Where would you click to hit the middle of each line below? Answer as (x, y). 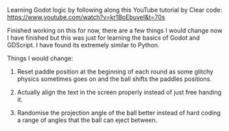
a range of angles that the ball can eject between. (87, 120)
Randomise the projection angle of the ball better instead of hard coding (119, 113)
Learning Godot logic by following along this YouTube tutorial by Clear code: (115, 10)
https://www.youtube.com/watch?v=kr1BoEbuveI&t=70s (86, 17)
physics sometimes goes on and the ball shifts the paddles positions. (114, 79)
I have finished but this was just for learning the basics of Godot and (104, 38)
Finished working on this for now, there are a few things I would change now (115, 31)
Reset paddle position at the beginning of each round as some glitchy (115, 72)
